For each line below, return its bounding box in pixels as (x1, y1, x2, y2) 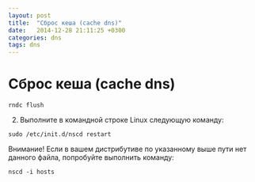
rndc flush (8, 101, 44, 109)
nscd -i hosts (8, 168, 55, 176)
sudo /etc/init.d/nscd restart (8, 131, 112, 138)
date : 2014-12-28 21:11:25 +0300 (8, 26, 126, 34)
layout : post (8, 11, 51, 20)
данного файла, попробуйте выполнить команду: (8, 153, 174, 162)
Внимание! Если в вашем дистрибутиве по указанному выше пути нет (8, 144, 247, 154)
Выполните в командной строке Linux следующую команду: (19, 116, 224, 125)
